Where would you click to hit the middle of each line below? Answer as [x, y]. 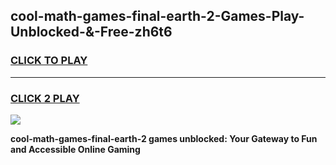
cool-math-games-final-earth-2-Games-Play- [157, 16]
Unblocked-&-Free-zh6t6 [91, 32]
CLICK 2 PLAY [45, 98]
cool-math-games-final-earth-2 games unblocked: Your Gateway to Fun [164, 138]
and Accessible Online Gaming [75, 149]
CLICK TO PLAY [49, 61]
